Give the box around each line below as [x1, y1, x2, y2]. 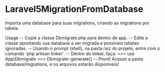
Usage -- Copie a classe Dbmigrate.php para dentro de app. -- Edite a [5, 35, 148, 41]
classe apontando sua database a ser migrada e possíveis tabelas [5, 40, 139, 46]
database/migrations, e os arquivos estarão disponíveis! [5, 61, 119, 67]
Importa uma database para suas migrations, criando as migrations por [5, 20, 150, 26]
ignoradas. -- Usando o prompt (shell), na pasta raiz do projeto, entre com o [5, 45, 160, 51]
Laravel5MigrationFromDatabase [5, 3, 143, 15]
